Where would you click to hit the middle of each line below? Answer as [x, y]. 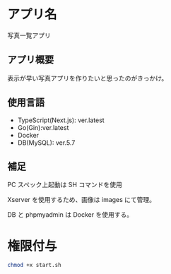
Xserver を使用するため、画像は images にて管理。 [82, 200]
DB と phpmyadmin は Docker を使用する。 [70, 215]
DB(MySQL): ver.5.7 [46, 143]
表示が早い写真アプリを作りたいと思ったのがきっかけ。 [88, 78]
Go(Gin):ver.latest [43, 127]
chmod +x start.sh [34, 266]
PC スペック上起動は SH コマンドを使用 [65, 185]
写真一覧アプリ [29, 35]
